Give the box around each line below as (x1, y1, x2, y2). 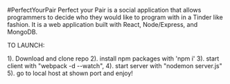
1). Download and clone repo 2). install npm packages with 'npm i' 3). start (7, 54, 220, 63)
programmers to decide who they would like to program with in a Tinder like (7, 13, 223, 21)
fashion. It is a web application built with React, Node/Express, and (7, 21, 198, 28)
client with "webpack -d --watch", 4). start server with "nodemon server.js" (7, 62, 223, 70)
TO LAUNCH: (7, 41, 45, 49)
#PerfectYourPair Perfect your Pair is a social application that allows (7, 6, 202, 14)
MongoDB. (7, 28, 38, 36)
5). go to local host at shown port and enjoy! (7, 69, 134, 77)
